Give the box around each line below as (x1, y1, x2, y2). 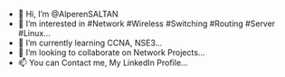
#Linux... (17, 28, 52, 38)
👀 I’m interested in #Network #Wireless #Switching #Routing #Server (17, 18, 276, 29)
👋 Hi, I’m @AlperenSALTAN (17, 9, 119, 19)
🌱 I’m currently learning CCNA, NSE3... (17, 37, 163, 48)
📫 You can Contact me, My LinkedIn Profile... (17, 57, 188, 68)
